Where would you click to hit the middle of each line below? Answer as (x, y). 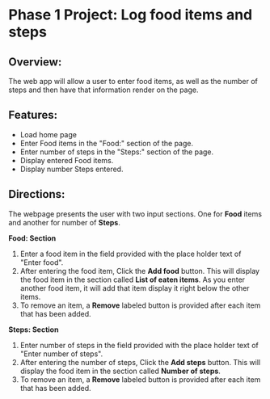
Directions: (37, 194)
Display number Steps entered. (72, 169)
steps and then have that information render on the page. (103, 90)
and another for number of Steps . (65, 222)
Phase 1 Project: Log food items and (131, 15)
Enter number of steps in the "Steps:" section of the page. (117, 152)
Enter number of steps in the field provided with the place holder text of (139, 345)
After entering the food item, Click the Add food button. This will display (140, 271)
